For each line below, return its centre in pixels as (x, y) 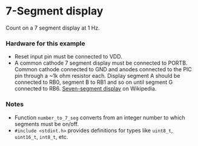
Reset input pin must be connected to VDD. (68, 57)
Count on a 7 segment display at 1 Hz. (53, 28)
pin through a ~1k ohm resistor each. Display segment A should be (97, 76)
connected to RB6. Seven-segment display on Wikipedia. (85, 89)
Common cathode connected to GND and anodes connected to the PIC (103, 69)
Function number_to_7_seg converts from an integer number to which (100, 117)
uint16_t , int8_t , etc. (41, 136)
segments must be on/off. (47, 124)
